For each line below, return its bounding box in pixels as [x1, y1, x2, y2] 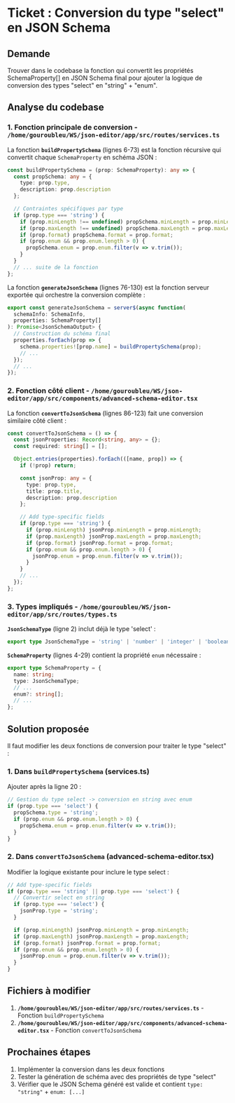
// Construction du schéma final [13, 330, 111, 337]
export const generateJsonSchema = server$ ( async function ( [7, 304, 187, 311]
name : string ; [13, 671, 55, 678]
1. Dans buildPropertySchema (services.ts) [7, 766, 150, 776]
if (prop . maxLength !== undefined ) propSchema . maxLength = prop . [20, 224, 215, 232]
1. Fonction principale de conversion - [7, 123, 138, 133]
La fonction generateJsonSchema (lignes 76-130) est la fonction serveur [7, 283, 210, 292]
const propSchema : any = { [13, 173, 92, 180]
